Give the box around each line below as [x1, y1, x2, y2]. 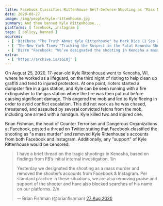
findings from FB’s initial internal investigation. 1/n [16, 156, 116, 162]
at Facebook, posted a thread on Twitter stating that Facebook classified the [5, 126, 158, 132]
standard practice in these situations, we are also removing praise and [16, 176, 158, 182]
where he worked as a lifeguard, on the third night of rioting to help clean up [5, 75, 158, 81]
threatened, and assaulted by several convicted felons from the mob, [5, 106, 143, 112]
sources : [5, 34, 23, 39]
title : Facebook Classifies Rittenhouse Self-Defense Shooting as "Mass [5, 7, 155, 12]
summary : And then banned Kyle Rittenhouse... [5, 20, 101, 26]
